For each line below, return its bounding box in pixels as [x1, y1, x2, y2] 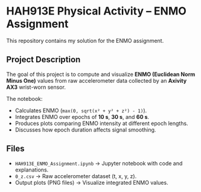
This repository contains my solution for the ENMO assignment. [6, 37, 164, 44]
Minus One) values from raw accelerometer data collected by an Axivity [6, 77, 187, 84]
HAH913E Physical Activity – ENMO [6, 4, 187, 18]
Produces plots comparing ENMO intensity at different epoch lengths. [14, 120, 188, 127]
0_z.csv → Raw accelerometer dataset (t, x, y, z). [14, 172, 137, 179]
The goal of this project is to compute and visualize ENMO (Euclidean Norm [6, 71, 196, 78]
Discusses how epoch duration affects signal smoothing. [14, 126, 156, 133]
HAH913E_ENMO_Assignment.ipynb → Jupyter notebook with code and [14, 159, 183, 167]
